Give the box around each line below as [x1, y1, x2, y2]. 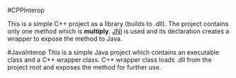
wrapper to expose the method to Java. [7, 34, 123, 43]
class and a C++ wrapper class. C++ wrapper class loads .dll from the [7, 56, 212, 64]
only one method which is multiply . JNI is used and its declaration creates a [7, 27, 230, 35]
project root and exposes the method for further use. [7, 63, 162, 71]
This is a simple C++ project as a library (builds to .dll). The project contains [7, 20, 229, 27]
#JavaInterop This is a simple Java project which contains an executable [7, 48, 220, 56]
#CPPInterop [7, 6, 45, 14]
